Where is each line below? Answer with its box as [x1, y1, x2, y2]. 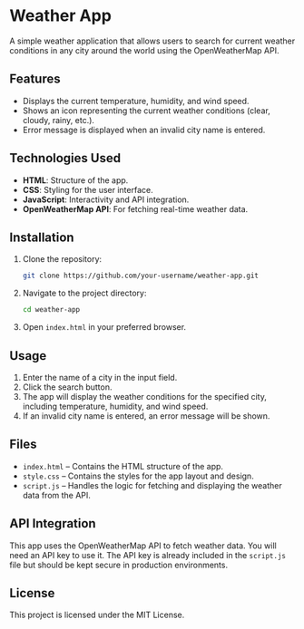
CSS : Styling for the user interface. [22, 184, 153, 195]
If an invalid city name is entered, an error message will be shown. [22, 410, 270, 421]
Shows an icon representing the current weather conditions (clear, [22, 105, 270, 116]
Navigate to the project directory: [22, 287, 147, 299]
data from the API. [22, 489, 91, 500]
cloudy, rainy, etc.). [22, 114, 95, 125]
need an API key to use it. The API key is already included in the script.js [9, 549, 286, 560]
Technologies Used [9, 150, 121, 166]
